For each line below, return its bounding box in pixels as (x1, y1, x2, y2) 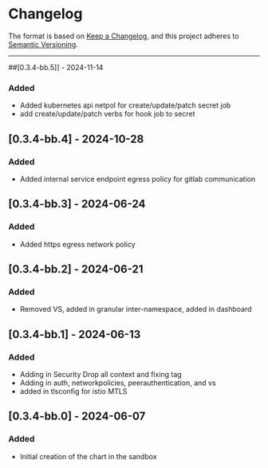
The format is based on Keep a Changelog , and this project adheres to (8, 31, 239, 41)
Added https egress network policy (19, 239, 136, 249)
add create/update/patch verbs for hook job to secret (19, 109, 195, 119)
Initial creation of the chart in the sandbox (19, 451, 157, 461)
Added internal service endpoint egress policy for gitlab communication (19, 174, 256, 183)
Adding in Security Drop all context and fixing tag (19, 369, 182, 379)
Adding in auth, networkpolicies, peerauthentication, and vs (19, 378, 217, 387)
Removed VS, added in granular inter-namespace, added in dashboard (19, 305, 253, 314)
